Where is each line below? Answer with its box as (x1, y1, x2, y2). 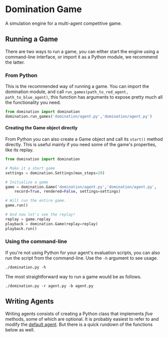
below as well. (5, 326, 35, 332)
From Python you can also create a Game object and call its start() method (5, 136, 163, 142)
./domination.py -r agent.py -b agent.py (5, 283, 94, 288)
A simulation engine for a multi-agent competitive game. (5, 20, 122, 26)
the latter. (5, 59, 25, 65)
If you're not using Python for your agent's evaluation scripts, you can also (5, 249, 160, 256)
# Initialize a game (5, 180, 49, 185)
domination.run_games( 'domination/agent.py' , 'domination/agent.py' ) (5, 114, 152, 119)
